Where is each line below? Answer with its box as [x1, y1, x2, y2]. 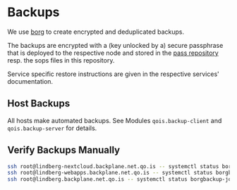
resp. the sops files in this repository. [7, 56, 115, 64]
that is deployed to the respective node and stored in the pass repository [7, 49, 219, 57]
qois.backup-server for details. [7, 124, 97, 132]
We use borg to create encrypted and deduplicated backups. [7, 27, 185, 36]
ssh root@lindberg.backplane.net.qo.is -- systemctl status [7, 176, 188, 183]
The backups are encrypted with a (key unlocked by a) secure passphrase [7, 41, 224, 49]
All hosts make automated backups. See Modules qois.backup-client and [7, 116, 222, 125]
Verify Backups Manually [7, 144, 121, 156]
